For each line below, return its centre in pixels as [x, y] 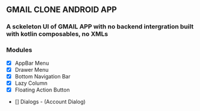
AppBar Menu [32, 63]
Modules [19, 50]
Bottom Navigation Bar [42, 76]
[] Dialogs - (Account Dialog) [50, 102]
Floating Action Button [42, 90]
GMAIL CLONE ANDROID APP [62, 10]
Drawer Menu [32, 69]
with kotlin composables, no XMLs [57, 34]
